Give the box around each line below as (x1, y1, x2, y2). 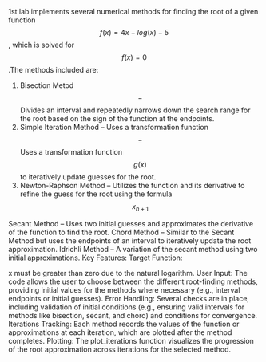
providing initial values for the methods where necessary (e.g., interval (8, 285, 240, 294)
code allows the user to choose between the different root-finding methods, (8, 277, 258, 286)
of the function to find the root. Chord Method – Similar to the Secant (8, 227, 235, 237)
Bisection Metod (19, 81, 74, 90)
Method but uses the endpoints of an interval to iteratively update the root (8, 235, 252, 246)
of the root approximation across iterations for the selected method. (8, 344, 232, 354)
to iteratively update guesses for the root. (19, 172, 157, 182)
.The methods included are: (8, 65, 99, 74)
